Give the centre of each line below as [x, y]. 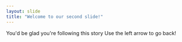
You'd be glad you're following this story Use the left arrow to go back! [91, 33]
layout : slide [23, 11]
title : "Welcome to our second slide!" [55, 17]
